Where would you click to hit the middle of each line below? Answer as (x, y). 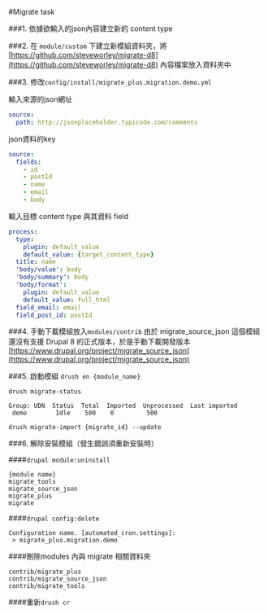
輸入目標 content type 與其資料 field (69, 216)
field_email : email (49, 307)
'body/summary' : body (52, 277)
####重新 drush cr (39, 603)
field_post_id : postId (54, 315)
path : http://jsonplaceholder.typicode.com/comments (107, 122)
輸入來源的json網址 (41, 99)
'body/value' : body (49, 270)
